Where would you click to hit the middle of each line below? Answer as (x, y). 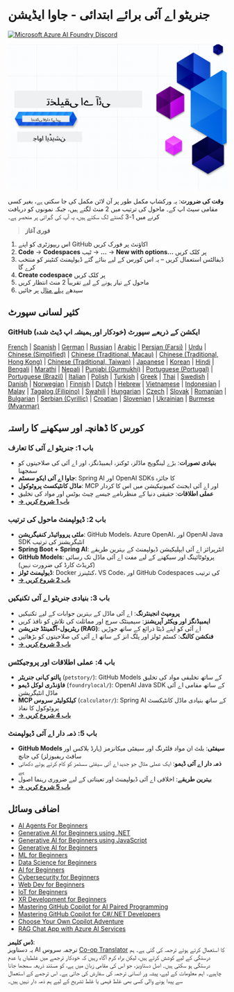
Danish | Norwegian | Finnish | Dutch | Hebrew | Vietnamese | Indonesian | (114, 384)
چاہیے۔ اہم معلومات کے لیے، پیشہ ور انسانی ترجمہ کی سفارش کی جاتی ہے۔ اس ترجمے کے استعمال (115, 973)
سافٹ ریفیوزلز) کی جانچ (50, 756)
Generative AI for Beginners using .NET (74, 832)
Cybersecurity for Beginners (59, 877)
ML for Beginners (43, 855)
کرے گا (26, 267)
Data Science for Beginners (57, 862)
